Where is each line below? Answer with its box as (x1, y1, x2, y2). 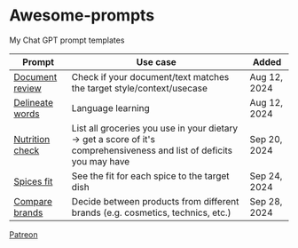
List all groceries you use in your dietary (71, 122, 239, 134)
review (13, 82, 42, 94)
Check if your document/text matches (71, 70, 230, 83)
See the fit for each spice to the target (71, 170, 230, 182)
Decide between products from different (71, 195, 239, 207)
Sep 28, (249, 195, 283, 207)
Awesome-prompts (9, 5, 155, 26)
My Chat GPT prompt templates (9, 35, 125, 45)
